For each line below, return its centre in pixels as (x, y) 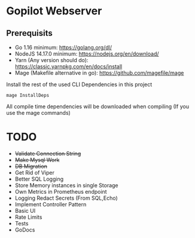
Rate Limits (28, 217)
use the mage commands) (38, 113)
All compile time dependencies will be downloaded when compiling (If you (98, 106)
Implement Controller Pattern (51, 204)
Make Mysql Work (37, 160)
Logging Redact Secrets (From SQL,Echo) (66, 198)
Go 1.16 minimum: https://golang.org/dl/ (63, 47)
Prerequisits (29, 33)
